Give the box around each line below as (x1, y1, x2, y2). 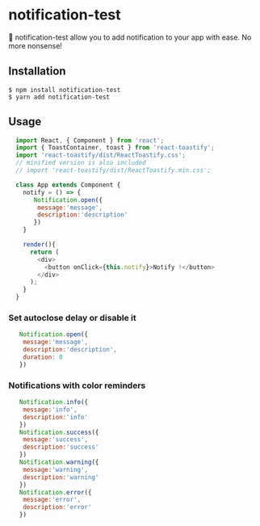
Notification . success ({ (19, 428, 99, 436)
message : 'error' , (23, 495, 82, 504)
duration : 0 (23, 353, 63, 361)
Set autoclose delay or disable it (8, 312, 136, 323)
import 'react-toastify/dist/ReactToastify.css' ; (15, 151, 186, 159)
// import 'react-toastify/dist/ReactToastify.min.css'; (15, 166, 212, 175)
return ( (29, 248, 60, 256)
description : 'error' (23, 503, 92, 511)
